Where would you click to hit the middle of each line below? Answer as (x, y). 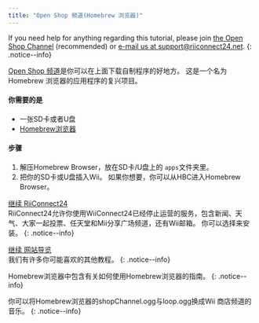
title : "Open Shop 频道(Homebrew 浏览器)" (76, 15)
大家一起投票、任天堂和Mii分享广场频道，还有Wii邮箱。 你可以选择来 (132, 223)
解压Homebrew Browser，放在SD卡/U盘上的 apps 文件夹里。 (116, 167)
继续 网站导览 (30, 250)
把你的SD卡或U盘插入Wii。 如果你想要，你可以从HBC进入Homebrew (130, 177)
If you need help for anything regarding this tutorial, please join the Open (126, 38)
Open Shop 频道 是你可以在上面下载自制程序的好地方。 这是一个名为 (118, 71)
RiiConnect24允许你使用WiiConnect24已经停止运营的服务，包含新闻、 (122, 214)
